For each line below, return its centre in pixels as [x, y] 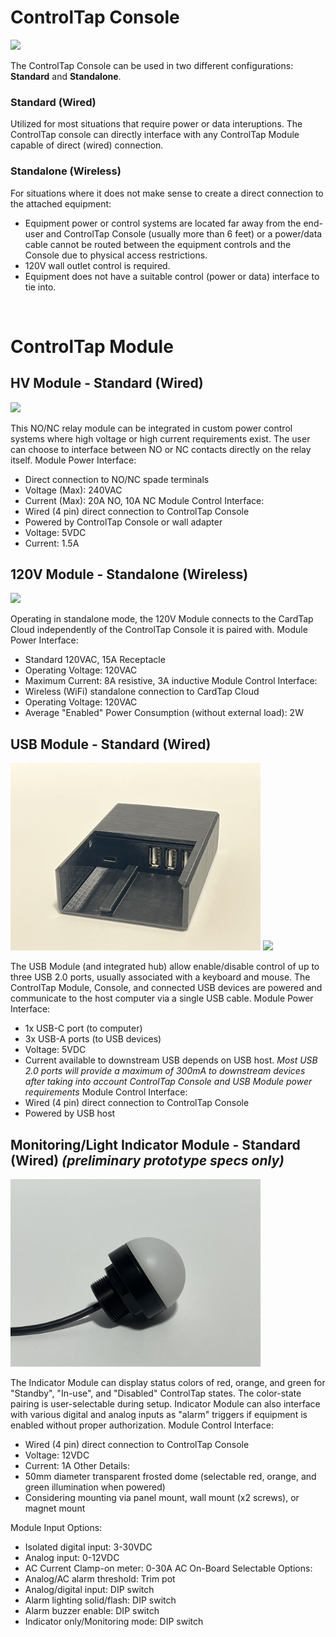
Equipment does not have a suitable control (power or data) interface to [172, 276]
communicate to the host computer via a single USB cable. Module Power [162, 998]
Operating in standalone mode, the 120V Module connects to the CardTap [162, 619]
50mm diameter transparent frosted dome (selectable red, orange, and [170, 1476]
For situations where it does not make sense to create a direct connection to [167, 193]
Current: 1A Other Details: [77, 1465]
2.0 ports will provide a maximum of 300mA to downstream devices [165, 1071]
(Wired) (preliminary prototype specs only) [147, 1160]
